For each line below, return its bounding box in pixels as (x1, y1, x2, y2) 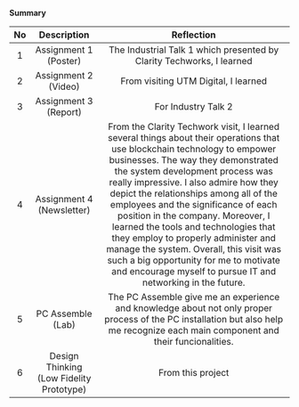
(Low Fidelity (36, 372, 92, 384)
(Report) (46, 106, 82, 118)
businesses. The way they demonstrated (109, 154, 279, 166)
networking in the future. (141, 276, 246, 289)
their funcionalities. (154, 336, 234, 347)
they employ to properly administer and (111, 232, 276, 244)
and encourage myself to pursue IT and (110, 265, 277, 277)
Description (38, 28, 90, 41)
